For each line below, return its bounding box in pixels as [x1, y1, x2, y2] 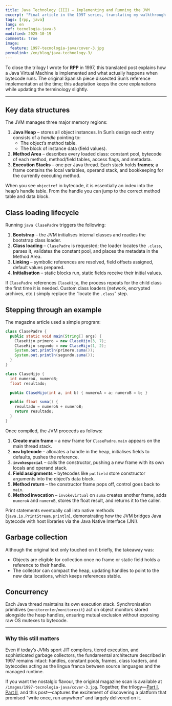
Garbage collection [5, 533, 68, 542]
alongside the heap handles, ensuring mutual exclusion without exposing [5, 612, 159, 618]
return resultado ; [14, 409, 54, 414]
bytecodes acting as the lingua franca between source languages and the [5, 663, 161, 669]
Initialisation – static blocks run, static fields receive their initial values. [12, 270, 162, 276]
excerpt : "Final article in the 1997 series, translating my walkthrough [5, 12, 166, 17]
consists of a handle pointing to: [12, 135, 81, 141]
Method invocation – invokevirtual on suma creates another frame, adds [12, 492, 167, 498]
